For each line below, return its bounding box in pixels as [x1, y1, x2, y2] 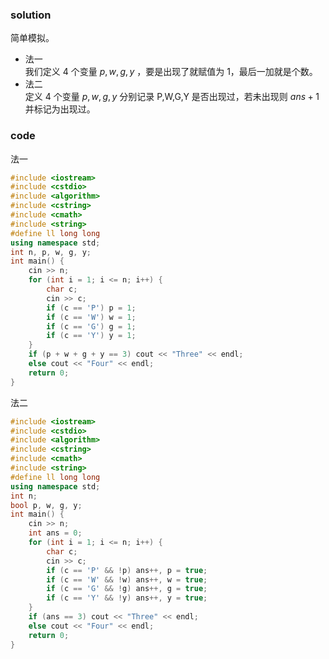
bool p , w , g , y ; [10, 500, 83, 510]
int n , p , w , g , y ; [10, 247, 92, 257]
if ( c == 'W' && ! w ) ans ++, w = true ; [46, 574, 208, 585]
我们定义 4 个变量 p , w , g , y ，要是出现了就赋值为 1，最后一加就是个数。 [24, 66, 318, 78]
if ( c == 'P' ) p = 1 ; [46, 303, 137, 313]
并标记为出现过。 [24, 103, 96, 115]
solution [10, 8, 52, 22]
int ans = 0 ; [28, 528, 83, 538]
